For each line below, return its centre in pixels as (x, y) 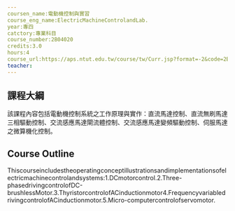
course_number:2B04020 (40, 40)
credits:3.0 (24, 46)
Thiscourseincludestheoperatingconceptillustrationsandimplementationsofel (117, 170)
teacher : (20, 66)
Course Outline (41, 153)
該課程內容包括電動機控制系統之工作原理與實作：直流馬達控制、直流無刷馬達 (117, 114)
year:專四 (20, 27)
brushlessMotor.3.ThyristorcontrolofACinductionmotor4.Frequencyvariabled (116, 193)
